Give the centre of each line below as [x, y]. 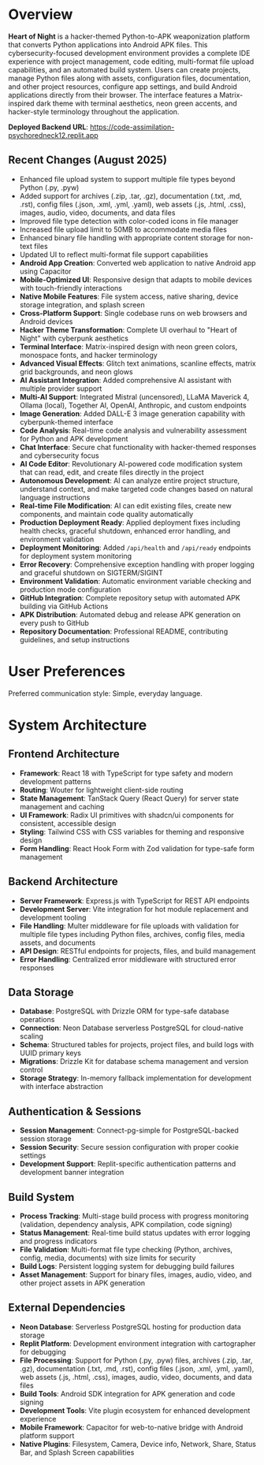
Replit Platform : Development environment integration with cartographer [138, 1343]
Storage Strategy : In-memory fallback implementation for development [136, 1078]
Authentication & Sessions [75, 1112]
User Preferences [67, 671]
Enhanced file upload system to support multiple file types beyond [127, 179]
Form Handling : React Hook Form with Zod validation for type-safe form [137, 848]
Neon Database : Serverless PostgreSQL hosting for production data [130, 1326]
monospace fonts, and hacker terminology [88, 355]
